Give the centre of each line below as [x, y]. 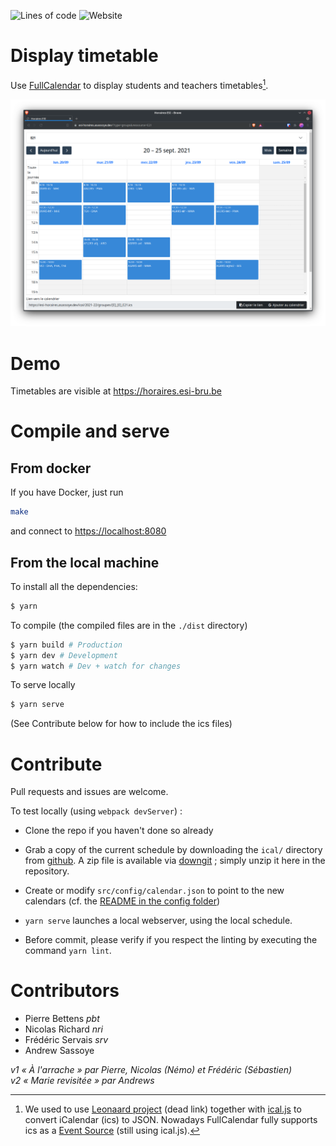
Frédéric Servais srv [66, 1040]
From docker [51, 468]
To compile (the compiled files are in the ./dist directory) [129, 625]
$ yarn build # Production [66, 645]
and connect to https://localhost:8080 [88, 531]
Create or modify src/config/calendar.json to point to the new [154, 891]
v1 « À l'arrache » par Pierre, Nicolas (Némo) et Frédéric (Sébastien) [151, 1070]
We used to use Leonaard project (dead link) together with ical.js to [163, 1109]
